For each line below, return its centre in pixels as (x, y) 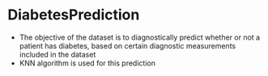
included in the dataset (57, 54)
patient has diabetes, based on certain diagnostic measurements (128, 45)
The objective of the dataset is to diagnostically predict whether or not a (140, 37)
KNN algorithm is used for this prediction (87, 63)
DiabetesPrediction (74, 15)
